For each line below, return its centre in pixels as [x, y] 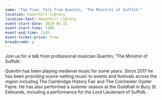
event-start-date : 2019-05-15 [36, 24]
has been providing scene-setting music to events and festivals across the [81, 76]
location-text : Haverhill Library [41, 19]
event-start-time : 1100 [30, 28]
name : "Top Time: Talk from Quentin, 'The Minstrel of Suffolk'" [74, 10]
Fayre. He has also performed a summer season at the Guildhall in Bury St [81, 87]
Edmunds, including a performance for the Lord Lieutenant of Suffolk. [76, 92]
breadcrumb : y [20, 42]
